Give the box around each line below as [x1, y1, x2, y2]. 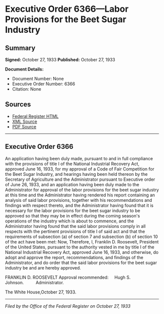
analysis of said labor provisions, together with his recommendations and [5, 197, 152, 203]
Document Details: [5, 66, 44, 72]
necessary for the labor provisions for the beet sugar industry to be [5, 207, 141, 214]
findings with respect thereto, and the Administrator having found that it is [5, 202, 154, 208]
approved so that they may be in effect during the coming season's [5, 213, 140, 218]
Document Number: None [12, 76, 64, 81]
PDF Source [12, 123, 37, 129]
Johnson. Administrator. [5, 279, 64, 285]
